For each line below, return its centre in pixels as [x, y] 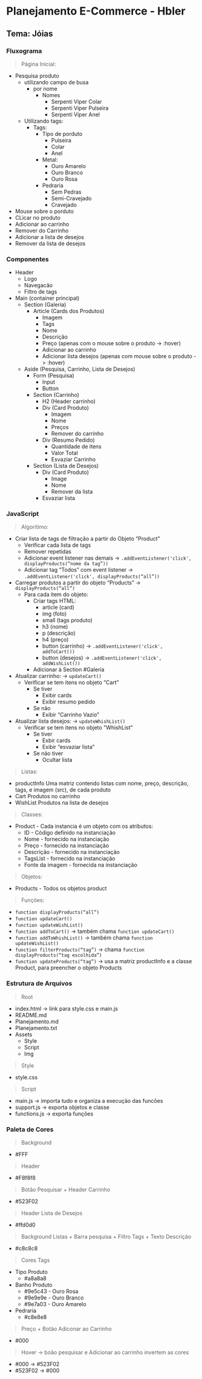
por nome [45, 89]
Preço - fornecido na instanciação [67, 845]
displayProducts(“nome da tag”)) [66, 564]
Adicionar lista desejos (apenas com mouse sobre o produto [117, 356]
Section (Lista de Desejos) [66, 466]
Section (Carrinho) [56, 395]
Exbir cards [56, 740]
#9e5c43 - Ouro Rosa [51, 1292]
